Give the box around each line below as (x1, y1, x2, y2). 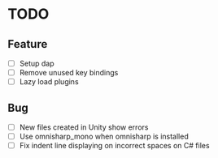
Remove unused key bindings (19, 68, 119, 78)
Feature (7, 37, 48, 51)
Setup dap (19, 58, 54, 68)
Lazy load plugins (19, 77, 79, 87)
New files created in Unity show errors (19, 122, 149, 132)
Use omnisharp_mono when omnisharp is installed (19, 131, 189, 142)
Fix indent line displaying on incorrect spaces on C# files (19, 141, 210, 151)
